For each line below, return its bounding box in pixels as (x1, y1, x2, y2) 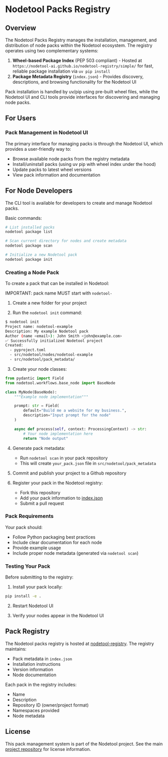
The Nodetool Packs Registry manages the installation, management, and (5, 37, 157, 43)
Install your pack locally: (12, 584, 63, 590)
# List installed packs (5, 224, 55, 230)
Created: (5, 343, 24, 348)
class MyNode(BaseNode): (5, 389, 57, 394)
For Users (5, 114, 37, 123)
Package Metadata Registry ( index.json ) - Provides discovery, (12, 74, 144, 79)
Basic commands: (5, 215, 42, 221)
